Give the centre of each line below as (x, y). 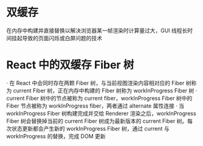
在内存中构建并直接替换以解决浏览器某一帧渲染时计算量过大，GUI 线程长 (97, 30)
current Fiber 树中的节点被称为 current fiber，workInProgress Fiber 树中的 (99, 98)
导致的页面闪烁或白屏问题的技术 (62, 38)
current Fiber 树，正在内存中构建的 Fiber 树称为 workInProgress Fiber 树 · (105, 90)
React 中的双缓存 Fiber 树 (70, 65)
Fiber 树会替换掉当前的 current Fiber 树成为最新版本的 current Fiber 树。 (97, 121)
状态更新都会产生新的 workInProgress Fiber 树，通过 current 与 (90, 128)
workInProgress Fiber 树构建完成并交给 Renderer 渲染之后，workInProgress (101, 113)
